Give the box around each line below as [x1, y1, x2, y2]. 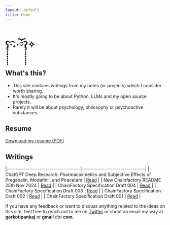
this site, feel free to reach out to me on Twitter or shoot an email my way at [5, 209, 163, 215]
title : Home [5, 12, 30, 17]
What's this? [5, 69, 47, 78]
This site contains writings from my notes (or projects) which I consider [12, 82, 162, 88]
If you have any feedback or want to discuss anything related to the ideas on [5, 203, 165, 209]
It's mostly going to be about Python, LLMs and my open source [12, 93, 147, 99]
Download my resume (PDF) [5, 138, 64, 144]
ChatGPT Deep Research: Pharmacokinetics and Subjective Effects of [5, 171, 151, 178]
